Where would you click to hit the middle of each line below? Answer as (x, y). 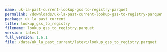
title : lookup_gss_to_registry (38, 24)
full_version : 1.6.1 (27, 38)
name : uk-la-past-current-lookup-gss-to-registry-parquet (66, 10)
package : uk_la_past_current (35, 19)
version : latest (22, 33)
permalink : (16, 14)
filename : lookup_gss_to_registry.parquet (50, 28)
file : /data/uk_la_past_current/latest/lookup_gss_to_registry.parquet (81, 42)
